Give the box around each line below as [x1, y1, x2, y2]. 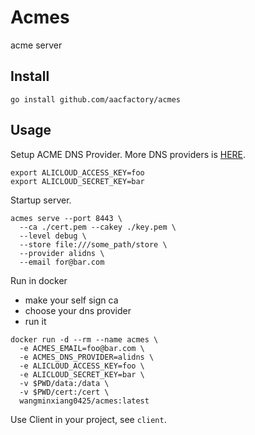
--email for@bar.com [19, 257, 105, 267]
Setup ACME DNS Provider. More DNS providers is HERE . [10, 148, 247, 160]
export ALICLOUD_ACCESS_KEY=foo [10, 167, 145, 178]
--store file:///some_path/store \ [19, 239, 168, 250]
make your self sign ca [24, 294, 119, 306]
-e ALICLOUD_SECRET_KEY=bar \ [19, 369, 145, 380]
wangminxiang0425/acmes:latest [19, 396, 150, 406]
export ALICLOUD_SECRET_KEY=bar [10, 176, 145, 186]
